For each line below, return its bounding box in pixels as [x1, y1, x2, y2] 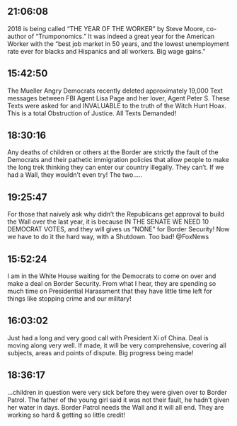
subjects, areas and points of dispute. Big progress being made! [7, 348, 194, 357]
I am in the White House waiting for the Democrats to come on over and [7, 272, 216, 280]
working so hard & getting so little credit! [7, 410, 126, 419]
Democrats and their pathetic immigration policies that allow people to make [7, 156, 229, 164]
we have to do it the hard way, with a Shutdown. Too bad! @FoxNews [7, 233, 209, 241]
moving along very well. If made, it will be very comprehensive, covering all [7, 341, 226, 350]
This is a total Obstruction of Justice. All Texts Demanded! [7, 109, 177, 117]
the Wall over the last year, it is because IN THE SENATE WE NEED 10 [7, 217, 209, 226]
